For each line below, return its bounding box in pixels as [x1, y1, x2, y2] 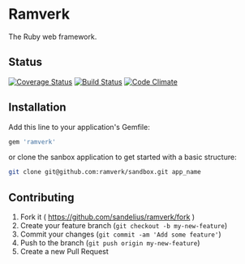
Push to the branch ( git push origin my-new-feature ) [19, 238, 200, 248]
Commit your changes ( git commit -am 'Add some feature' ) [19, 229, 221, 240]
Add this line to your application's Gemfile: [8, 122, 150, 132]
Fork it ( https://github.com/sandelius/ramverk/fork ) [19, 212, 196, 222]
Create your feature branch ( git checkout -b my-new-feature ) [19, 221, 228, 231]
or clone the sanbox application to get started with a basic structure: [8, 152, 237, 162]
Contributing [8, 190, 75, 204]
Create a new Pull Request [19, 247, 110, 257]
